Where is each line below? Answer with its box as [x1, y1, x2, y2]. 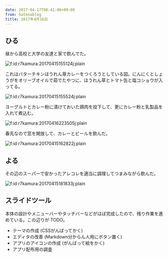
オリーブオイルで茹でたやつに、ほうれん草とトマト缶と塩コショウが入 [18, 77, 163, 83]
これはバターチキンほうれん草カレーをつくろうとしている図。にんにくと [5, 71, 154, 77]
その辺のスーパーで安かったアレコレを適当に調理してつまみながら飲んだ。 [5, 171, 158, 176]
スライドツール [5, 196, 52, 205]
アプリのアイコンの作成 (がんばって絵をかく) [12, 240, 105, 246]
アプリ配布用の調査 [12, 246, 53, 252]
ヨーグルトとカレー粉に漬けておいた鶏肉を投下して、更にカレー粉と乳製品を [5, 104, 163, 110]
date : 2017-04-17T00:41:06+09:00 [5, 7, 75, 13]
